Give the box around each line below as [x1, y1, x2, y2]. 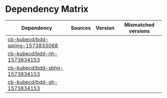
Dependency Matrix [5, 3, 88, 15]
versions [129, 27, 150, 34]
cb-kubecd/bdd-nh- [7, 50, 58, 57]
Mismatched [124, 21, 155, 28]
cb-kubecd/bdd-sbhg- [7, 64, 64, 71]
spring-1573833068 [7, 42, 58, 49]
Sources [71, 24, 91, 31]
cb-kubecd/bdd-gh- [7, 78, 58, 85]
